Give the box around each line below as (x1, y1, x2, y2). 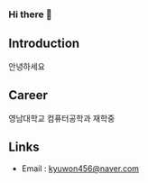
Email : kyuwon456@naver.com (21, 163, 140, 174)
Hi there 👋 (8, 8, 53, 21)
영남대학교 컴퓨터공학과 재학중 (8, 113, 116, 124)
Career (8, 87, 49, 103)
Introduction (8, 36, 80, 51)
